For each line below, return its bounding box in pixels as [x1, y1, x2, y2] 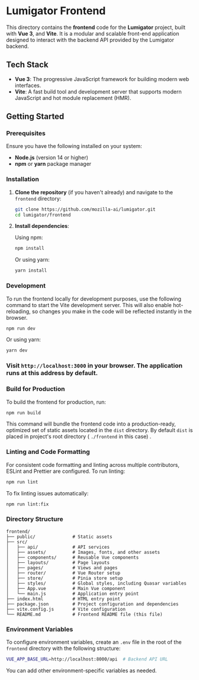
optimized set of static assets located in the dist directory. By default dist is [6, 427, 193, 434]
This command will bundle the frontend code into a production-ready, [6, 420, 176, 427]
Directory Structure [6, 515, 63, 523]
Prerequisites [6, 129, 46, 137]
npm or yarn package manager [14, 160, 92, 167]
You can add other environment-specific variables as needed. [6, 667, 157, 674]
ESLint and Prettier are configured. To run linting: [6, 468, 126, 475]
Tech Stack [6, 60, 49, 70]
